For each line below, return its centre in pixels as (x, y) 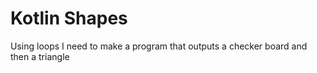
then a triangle (40, 56)
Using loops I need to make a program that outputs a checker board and (159, 46)
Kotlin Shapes (69, 18)
